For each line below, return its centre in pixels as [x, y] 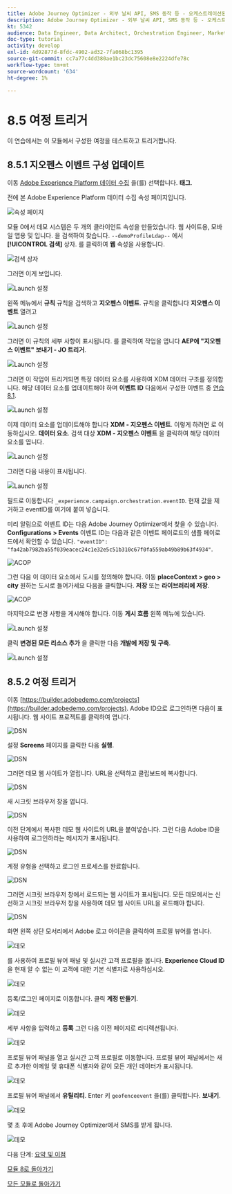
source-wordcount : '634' [43, 71]
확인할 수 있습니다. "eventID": [67, 541]
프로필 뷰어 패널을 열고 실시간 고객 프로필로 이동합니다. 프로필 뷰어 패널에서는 [111, 1057]
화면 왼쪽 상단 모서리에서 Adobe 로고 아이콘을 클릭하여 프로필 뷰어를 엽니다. [109, 931]
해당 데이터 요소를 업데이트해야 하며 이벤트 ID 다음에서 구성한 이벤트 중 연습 [123, 388]
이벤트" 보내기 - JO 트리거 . [50, 350]
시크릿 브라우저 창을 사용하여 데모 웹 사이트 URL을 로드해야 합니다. [115, 903]
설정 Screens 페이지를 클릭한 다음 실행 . [61, 745]
